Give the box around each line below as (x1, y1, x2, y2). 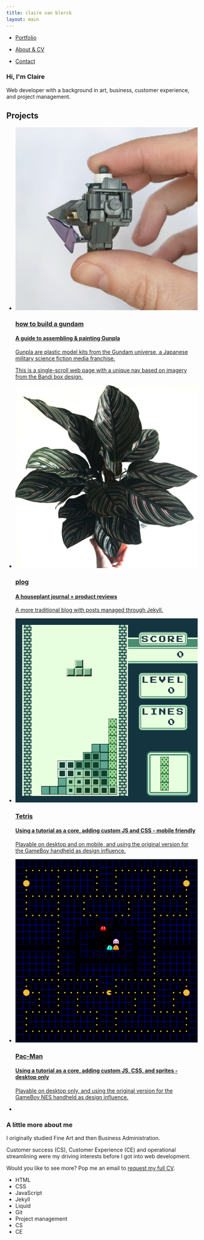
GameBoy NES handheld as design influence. (15, 1093, 129, 1100)
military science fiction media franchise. (15, 354, 115, 362)
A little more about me (6, 1121, 73, 1129)
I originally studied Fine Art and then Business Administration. (6, 1135, 160, 1142)
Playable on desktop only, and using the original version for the (15, 1087, 173, 1094)
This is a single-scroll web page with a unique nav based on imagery (15, 366, 187, 374)
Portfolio (15, 34, 37, 41)
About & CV (15, 46, 45, 53)
